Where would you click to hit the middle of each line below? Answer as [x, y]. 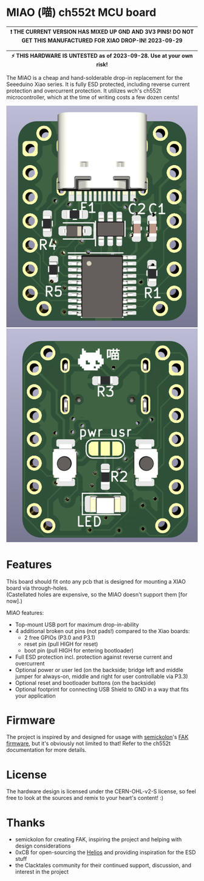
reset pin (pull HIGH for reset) [61, 644]
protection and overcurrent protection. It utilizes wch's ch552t [84, 90]
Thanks [26, 823]
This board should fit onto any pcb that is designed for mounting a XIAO [96, 581]
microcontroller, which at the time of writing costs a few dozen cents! [93, 97]
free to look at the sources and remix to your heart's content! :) [85, 798]
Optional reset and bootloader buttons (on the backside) [85, 682]
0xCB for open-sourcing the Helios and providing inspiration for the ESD [105, 852]
